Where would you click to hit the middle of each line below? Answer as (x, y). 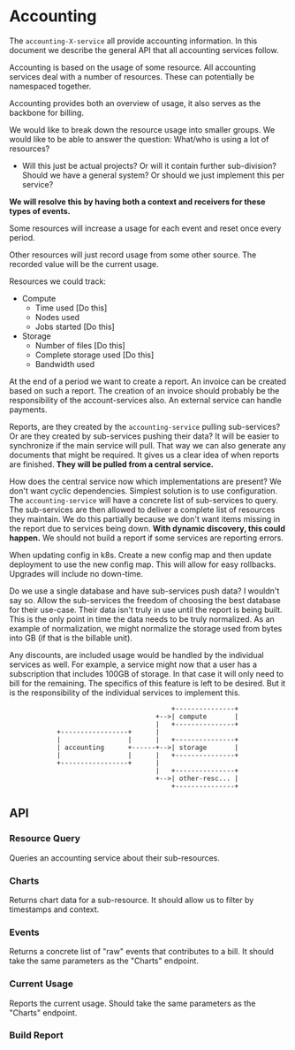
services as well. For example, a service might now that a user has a (133, 664)
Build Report (36, 1035)
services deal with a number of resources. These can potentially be (132, 76)
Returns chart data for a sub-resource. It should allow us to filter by (132, 900)
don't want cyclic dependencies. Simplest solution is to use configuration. (144, 491)
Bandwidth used (65, 364)
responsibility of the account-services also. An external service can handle (146, 400)
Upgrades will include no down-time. (76, 573)
